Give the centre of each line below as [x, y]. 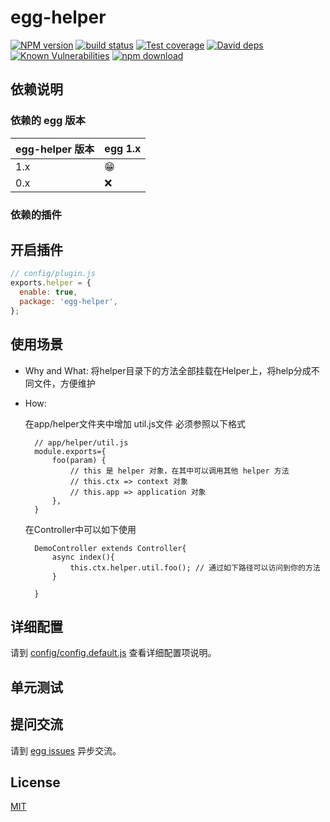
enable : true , [48, 292]
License [35, 782]
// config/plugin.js [53, 274]
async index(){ [83, 557]
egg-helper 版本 [55, 149]
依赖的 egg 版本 [48, 121]
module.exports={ [70, 451]
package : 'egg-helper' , [68, 301]
